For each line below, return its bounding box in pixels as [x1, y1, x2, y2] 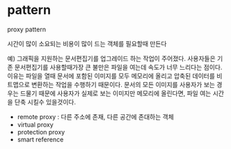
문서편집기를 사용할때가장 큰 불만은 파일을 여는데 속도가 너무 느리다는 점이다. [14, 63, 223, 71]
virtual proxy [17, 120, 54, 129]
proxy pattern [7, 25, 47, 33]
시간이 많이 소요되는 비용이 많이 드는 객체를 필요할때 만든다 [7, 39, 167, 47]
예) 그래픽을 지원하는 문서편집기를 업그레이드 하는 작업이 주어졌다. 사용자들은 [7, 54, 216, 63]
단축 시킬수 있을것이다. [14, 97, 77, 106]
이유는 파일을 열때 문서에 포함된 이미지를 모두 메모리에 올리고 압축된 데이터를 [7, 72, 216, 80]
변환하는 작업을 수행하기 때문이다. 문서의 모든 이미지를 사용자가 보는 [31, 80, 216, 88]
